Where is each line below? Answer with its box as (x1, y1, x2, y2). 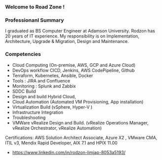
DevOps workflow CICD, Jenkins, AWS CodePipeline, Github (12, 67, 135, 73)
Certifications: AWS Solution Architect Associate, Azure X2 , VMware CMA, (5, 134, 158, 140)
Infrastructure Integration (12, 109, 64, 115)
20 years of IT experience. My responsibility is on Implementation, (5, 33, 139, 39)
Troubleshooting (12, 115, 46, 120)
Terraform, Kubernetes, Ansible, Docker (12, 73, 94, 79)
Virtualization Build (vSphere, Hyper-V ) (12, 104, 93, 110)
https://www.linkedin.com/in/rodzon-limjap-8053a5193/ (12, 149, 126, 155)
